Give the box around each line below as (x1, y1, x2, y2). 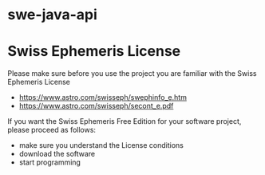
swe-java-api (7, 6, 97, 24)
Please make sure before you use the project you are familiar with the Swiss (7, 69, 257, 78)
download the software (18, 149, 96, 159)
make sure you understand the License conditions (18, 141, 184, 150)
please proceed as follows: (7, 125, 97, 135)
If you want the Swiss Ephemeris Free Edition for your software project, (7, 117, 242, 126)
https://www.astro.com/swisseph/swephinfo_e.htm (18, 93, 187, 102)
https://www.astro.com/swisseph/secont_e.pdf (18, 101, 174, 111)
